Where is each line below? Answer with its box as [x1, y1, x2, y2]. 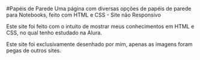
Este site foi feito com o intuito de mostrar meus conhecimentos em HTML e [6, 23, 195, 30]
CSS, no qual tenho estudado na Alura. [6, 29, 102, 36]
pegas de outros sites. [6, 47, 62, 54]
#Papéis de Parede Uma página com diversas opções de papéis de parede [6, 5, 192, 12]
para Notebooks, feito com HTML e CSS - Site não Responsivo [6, 11, 161, 18]
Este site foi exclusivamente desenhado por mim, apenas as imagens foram [6, 41, 193, 48]
